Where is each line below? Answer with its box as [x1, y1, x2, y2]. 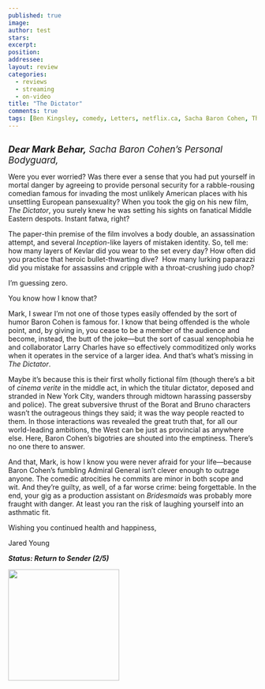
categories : [8, 70, 47, 78]
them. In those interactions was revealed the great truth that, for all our [8, 416, 238, 426]
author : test [8, 26, 51, 34]
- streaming [15, 85, 55, 93]
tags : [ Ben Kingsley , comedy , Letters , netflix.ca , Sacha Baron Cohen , [8, 115, 248, 123]
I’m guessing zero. [8, 278, 69, 287]
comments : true [8, 108, 58, 115]
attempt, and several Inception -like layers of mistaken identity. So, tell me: [8, 237, 248, 247]
